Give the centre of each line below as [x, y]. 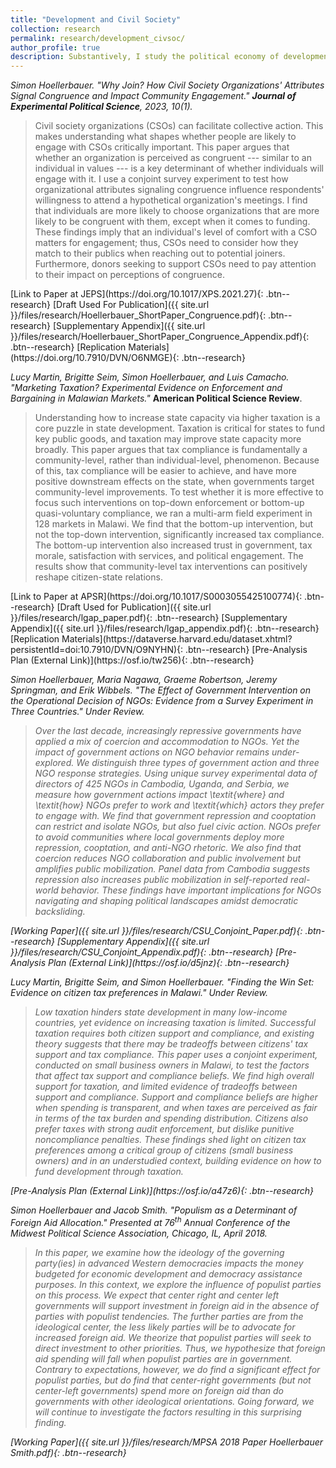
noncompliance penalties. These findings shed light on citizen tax [170, 1140]
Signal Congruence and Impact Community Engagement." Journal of [153, 96]
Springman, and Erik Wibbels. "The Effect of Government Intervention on [161, 690]
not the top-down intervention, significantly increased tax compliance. [179, 535]
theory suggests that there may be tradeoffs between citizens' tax [171, 1044]
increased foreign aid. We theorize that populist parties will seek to [173, 1337]
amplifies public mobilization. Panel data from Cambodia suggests [172, 869]
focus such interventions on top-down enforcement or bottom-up [169, 503]
